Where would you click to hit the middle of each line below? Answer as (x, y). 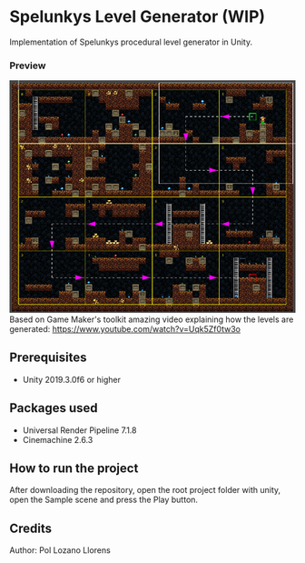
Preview (28, 65)
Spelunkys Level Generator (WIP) (138, 17)
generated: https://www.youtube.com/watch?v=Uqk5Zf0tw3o (125, 329)
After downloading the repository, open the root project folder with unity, (145, 490)
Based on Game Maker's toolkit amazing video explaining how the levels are (152, 319)
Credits (31, 528)
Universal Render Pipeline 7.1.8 (79, 430)
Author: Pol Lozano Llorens (60, 550)
